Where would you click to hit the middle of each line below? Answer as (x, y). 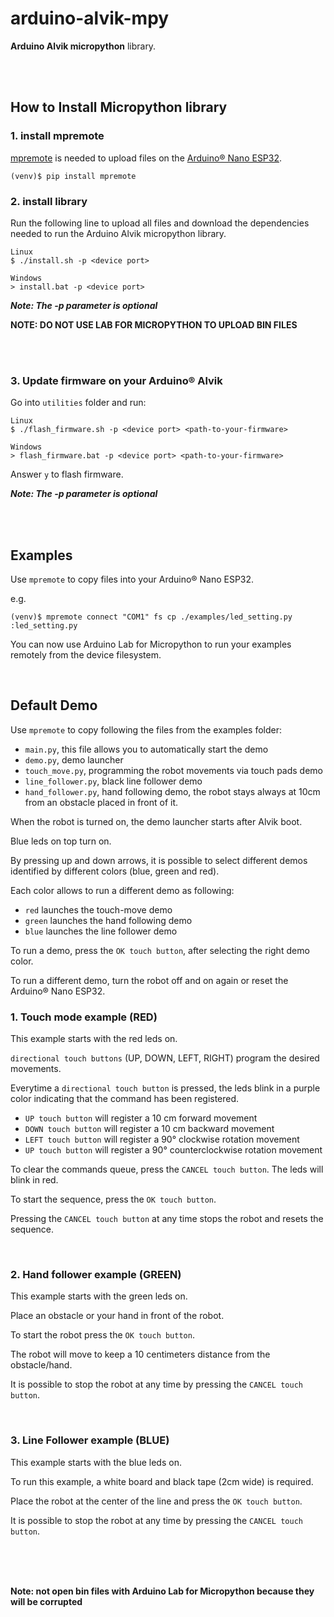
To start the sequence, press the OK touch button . (113, 1199)
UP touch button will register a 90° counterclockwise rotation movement (173, 1150)
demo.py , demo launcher (74, 759)
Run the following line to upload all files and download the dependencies (160, 223)
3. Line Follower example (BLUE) (90, 1440)
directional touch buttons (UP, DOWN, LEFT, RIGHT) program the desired (165, 1058)
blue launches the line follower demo (101, 931)
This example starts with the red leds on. (94, 1039)
